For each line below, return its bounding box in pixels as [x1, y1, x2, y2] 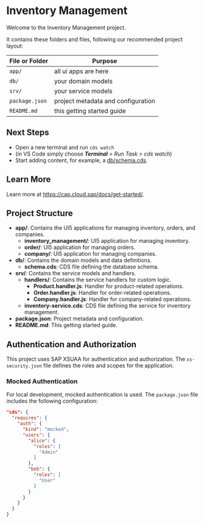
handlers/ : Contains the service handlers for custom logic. [24, 276, 172, 284]
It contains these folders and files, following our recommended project [6, 35, 183, 43]
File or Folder [9, 56, 49, 65]
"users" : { [22, 431, 51, 438]
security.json [6, 363, 43, 369]
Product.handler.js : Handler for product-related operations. [33, 283, 184, 290]
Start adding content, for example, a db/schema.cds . [15, 156, 148, 164]
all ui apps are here [54, 67, 108, 75]
